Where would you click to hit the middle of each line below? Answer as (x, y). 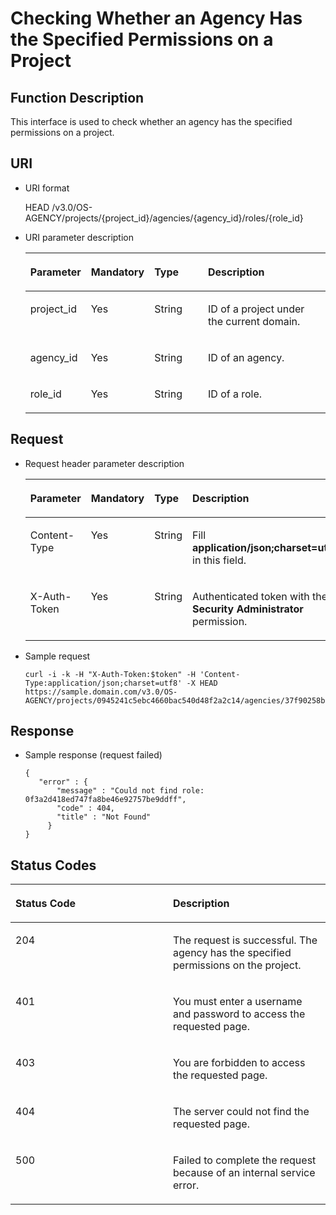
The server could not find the (241, 1112)
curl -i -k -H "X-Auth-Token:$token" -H (110, 674)
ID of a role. (235, 394)
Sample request (57, 656)
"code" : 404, (85, 808)
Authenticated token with (251, 596)
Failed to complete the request (245, 1160)
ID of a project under (256, 309)
